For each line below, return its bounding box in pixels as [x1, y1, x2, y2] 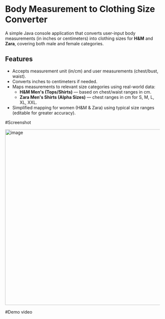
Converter [5, 14, 48, 25]
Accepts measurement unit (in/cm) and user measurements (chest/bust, [12, 68, 159, 74]
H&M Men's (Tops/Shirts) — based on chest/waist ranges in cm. [19, 89, 151, 95]
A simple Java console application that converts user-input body [5, 30, 136, 36]
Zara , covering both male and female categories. [5, 40, 104, 46]
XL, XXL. [19, 99, 38, 105]
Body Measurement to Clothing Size [5, 3, 155, 15]
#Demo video [5, 309, 33, 315]
